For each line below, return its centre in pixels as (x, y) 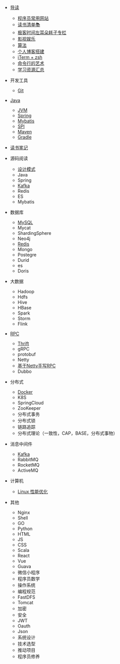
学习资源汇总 (31, 69)
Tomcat (25, 602)
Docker (25, 392)
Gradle (24, 137)
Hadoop (26, 291)
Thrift (23, 343)
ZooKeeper (29, 408)
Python (25, 529)
